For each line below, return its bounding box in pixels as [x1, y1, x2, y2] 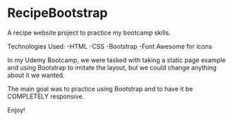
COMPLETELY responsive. [7, 92, 85, 100]
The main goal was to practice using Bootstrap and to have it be [7, 84, 193, 93]
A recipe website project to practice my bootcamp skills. [7, 28, 171, 37]
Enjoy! [7, 105, 26, 114]
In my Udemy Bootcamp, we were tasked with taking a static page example [7, 55, 226, 64]
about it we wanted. [7, 71, 65, 79]
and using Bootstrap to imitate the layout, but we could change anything [7, 63, 217, 71]
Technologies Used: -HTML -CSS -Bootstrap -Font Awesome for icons [7, 42, 213, 50]
